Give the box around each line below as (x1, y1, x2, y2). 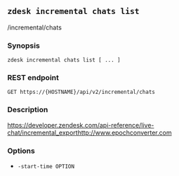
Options (7, 146, 35, 156)
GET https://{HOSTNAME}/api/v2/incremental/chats (7, 88, 156, 96)
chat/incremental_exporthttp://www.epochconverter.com (7, 128, 172, 137)
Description (7, 105, 48, 115)
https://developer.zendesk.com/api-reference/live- (7, 121, 154, 129)
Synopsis (7, 41, 40, 50)
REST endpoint (7, 73, 60, 83)
